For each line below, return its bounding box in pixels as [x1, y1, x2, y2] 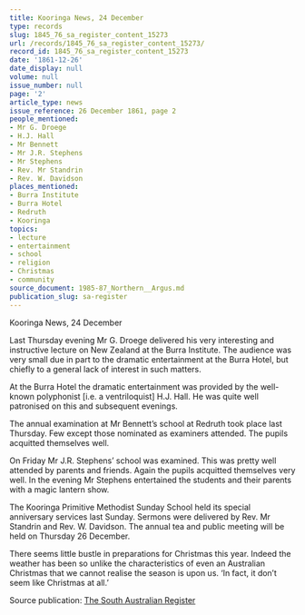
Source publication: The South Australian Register [9, 594, 196, 605]
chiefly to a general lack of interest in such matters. [9, 363, 202, 374]
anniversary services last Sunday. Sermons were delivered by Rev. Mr [9, 511, 271, 522]
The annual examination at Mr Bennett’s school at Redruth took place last [9, 418, 283, 429]
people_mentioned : [9, 114, 79, 124]
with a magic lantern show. [9, 483, 110, 495]
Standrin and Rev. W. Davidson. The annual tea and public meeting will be [9, 521, 285, 531]
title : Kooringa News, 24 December [9, 13, 144, 23]
